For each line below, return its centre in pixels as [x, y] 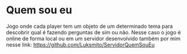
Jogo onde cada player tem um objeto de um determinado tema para [90, 26]
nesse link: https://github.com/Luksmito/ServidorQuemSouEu [80, 45]
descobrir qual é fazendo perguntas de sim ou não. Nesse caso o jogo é [93, 32]
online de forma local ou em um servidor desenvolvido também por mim [93, 38]
